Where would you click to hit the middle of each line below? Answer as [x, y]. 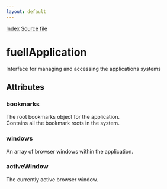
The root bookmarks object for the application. [63, 117]
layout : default [26, 12]
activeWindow [27, 167]
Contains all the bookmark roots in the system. [63, 123]
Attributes [25, 87]
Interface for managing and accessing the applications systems [83, 69]
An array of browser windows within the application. [70, 151]
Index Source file [27, 28]
